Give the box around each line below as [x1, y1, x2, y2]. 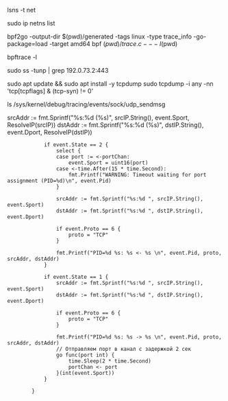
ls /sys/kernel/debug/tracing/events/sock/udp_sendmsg [7, 100, 166, 108]
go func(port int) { [55, 352, 115, 358]
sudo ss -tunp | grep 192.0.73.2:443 [7, 67, 109, 74]
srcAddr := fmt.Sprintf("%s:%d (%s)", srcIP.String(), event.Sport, [7, 113, 190, 122]
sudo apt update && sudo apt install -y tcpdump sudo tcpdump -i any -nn [7, 80, 214, 88]
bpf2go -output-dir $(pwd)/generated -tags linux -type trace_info [7, 32, 192, 41]
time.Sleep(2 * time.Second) [68, 358, 152, 365]
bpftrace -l [7, 53, 38, 61]
